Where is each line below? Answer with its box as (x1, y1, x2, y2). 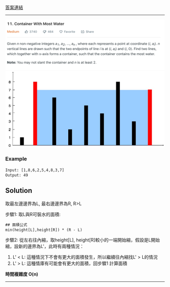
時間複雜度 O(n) (5, 271, 38, 277)
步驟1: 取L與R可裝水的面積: (5, 211, 61, 217)
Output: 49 (5, 173, 28, 178)
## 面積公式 (5, 222, 28, 227)
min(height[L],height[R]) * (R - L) (5, 227, 82, 232)
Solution (5, 186, 32, 195)
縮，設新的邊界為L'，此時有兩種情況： (5, 243, 84, 249)
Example (5, 155, 27, 162)
